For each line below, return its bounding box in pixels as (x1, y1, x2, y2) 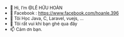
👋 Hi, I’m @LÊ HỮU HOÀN (9, 5, 63, 10)
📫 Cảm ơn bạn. (9, 26, 42, 32)
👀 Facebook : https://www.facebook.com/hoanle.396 (9, 10, 119, 16)
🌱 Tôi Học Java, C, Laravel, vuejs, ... (9, 15, 84, 21)
